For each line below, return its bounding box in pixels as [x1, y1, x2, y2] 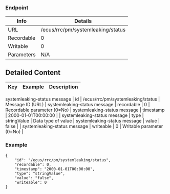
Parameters [8, 51, 36, 58]
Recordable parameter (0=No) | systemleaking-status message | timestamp [5, 107, 165, 113]
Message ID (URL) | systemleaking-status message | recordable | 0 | [5, 102, 150, 108]
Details [74, 17, 92, 25]
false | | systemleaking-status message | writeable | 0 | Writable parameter [5, 123, 163, 129]
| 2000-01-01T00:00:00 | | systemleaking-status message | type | [5, 112, 144, 118]
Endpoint [5, 4, 29, 11]
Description [49, 83, 78, 90]
